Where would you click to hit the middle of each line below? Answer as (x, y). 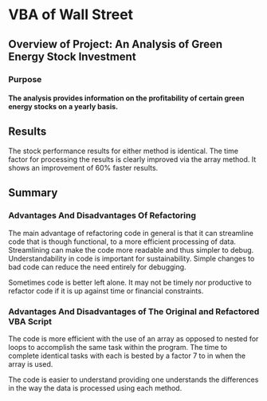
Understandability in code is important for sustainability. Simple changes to (132, 258)
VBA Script (30, 321)
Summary (33, 193)
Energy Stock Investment (73, 56)
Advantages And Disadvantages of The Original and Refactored (134, 311)
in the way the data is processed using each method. (95, 387)
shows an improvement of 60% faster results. (83, 167)
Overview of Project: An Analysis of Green (116, 44)
